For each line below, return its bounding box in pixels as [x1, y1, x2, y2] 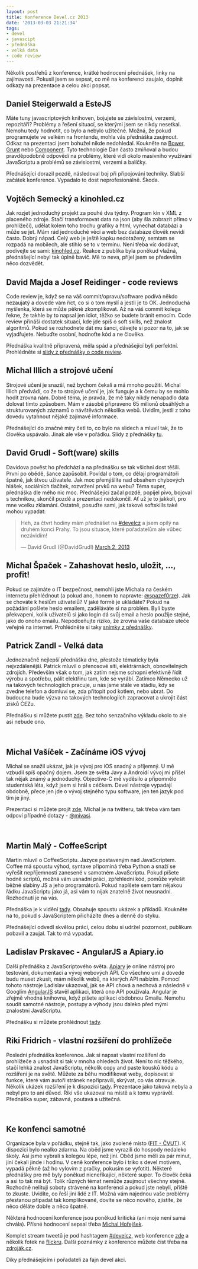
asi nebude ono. [6, 718, 46, 726]
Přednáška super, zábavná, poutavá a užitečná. [6, 1095, 122, 1102]
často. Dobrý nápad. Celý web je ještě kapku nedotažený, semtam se [6, 235, 175, 242]
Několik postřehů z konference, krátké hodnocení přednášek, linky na [6, 69, 176, 76]
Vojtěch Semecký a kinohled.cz [6, 193, 125, 203]
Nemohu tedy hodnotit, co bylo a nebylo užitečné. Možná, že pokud [6, 127, 171, 134]
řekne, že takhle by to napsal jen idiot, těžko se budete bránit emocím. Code [6, 312, 191, 319]
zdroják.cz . [6, 1245, 34, 1252]
